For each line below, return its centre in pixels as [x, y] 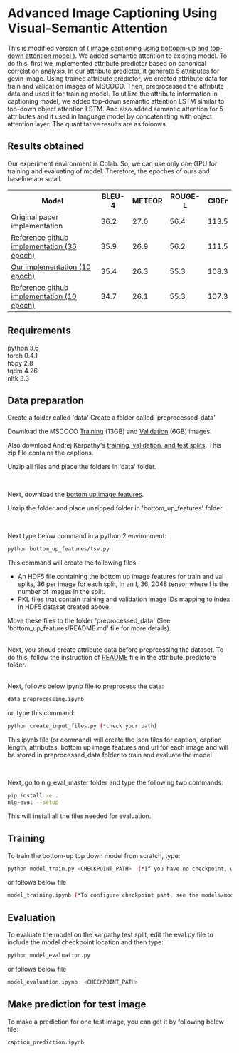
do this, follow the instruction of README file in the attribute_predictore [112, 658]
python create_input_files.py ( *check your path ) [83, 726]
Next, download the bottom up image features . [76, 495]
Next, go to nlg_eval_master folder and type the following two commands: [115, 782]
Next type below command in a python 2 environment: [87, 536]
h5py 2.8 [20, 363]
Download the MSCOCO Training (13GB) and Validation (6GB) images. [110, 432]
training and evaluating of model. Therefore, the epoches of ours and [108, 171]
